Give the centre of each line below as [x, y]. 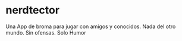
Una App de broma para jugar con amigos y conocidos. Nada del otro [91, 26]
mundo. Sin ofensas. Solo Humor [46, 32]
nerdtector [33, 10]
